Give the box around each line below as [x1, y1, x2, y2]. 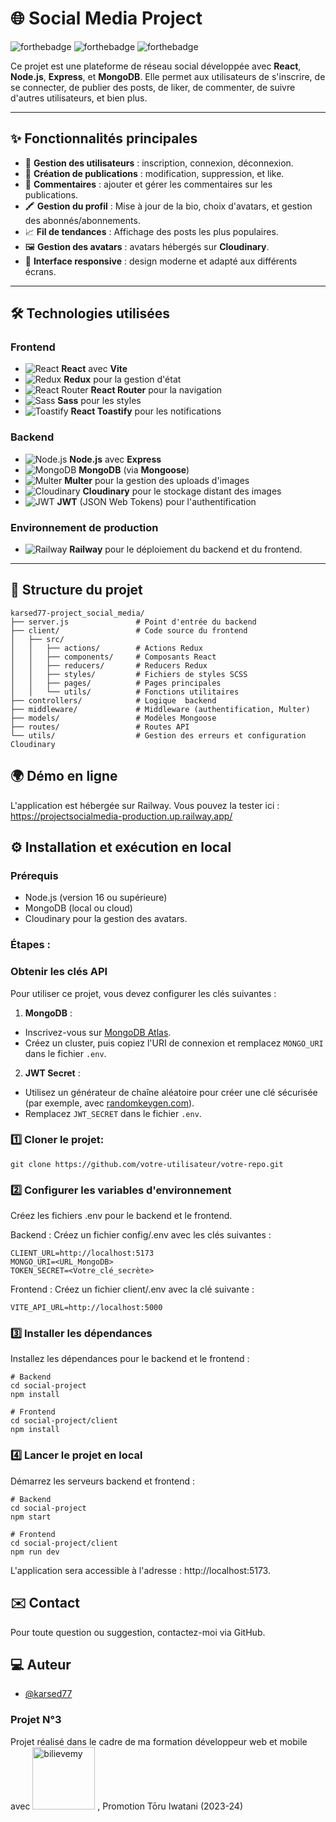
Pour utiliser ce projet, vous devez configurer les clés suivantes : [10, 987, 277, 999]
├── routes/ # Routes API [10, 722, 190, 732]
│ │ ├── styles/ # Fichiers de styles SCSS [10, 669, 248, 679]
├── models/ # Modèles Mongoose [10, 713, 217, 723]
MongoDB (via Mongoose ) [78, 463, 190, 476]
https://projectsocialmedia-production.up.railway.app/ [10, 810, 233, 822]
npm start [10, 1512, 52, 1522]
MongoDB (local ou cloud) [24, 902, 133, 914]
